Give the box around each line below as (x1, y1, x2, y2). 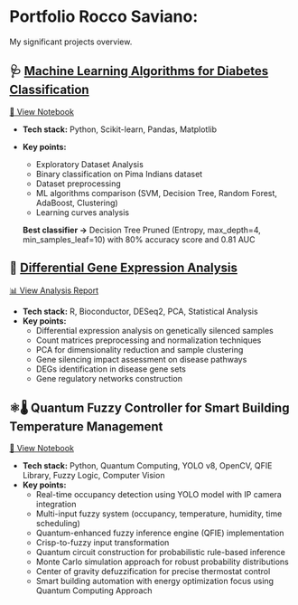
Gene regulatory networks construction (35, 373, 183, 383)
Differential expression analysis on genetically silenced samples (35, 325, 274, 336)
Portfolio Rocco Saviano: (9, 6, 199, 27)
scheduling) (35, 518, 81, 529)
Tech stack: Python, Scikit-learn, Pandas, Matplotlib (22, 124, 218, 135)
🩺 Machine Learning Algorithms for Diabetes (9, 63, 269, 79)
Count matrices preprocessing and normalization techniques (35, 335, 262, 345)
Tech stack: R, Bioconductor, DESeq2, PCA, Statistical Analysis (22, 306, 259, 317)
